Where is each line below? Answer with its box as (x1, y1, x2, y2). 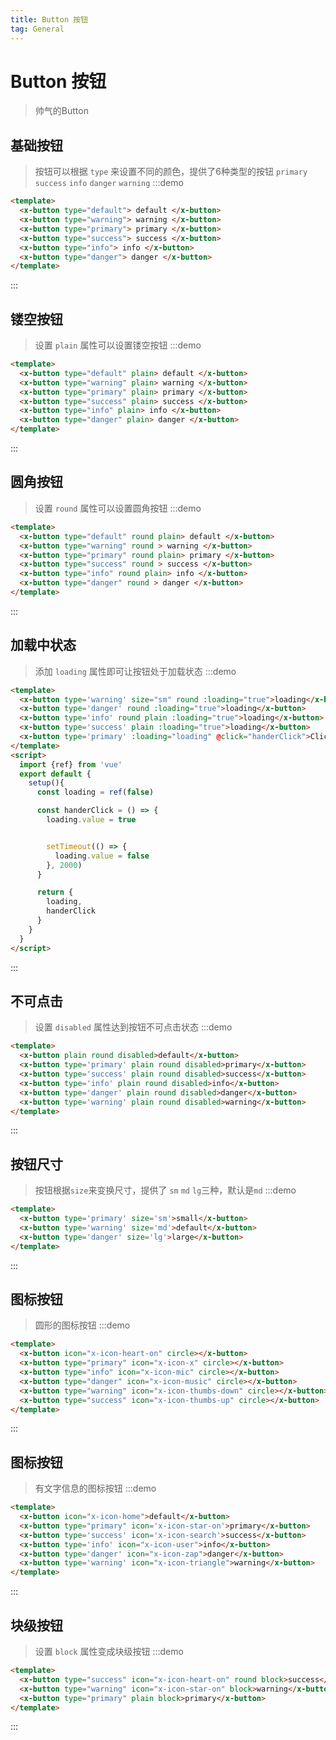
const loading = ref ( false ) (36, 787, 155, 798)
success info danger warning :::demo (34, 177, 184, 189)
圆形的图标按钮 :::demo (34, 1319, 131, 1331)
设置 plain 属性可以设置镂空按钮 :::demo (34, 339, 202, 351)
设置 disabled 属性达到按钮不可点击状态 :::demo (34, 1021, 233, 1033)
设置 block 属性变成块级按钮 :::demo (34, 1646, 184, 1657)
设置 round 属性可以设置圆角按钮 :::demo (34, 502, 202, 514)
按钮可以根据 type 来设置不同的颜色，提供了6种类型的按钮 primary (34, 166, 308, 178)
